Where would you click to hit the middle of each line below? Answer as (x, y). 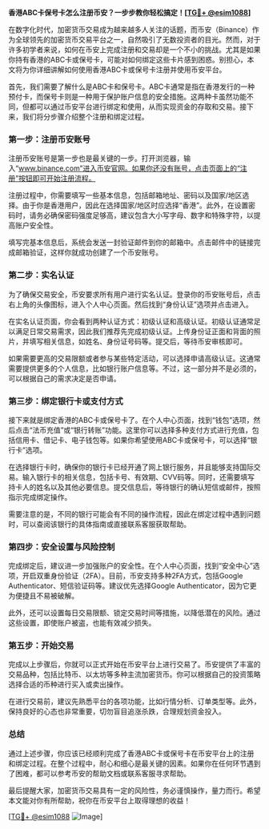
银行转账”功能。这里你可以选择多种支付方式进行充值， (163, 430)
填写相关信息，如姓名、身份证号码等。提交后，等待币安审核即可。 (138, 341)
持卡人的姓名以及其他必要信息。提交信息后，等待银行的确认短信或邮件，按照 (134, 487)
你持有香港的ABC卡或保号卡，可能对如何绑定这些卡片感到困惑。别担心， (128, 60)
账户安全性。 (36, 225)
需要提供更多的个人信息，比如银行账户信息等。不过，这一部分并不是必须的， (134, 368)
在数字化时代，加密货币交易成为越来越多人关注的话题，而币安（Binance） (130, 30)
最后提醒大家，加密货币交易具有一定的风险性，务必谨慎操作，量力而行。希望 (134, 790)
